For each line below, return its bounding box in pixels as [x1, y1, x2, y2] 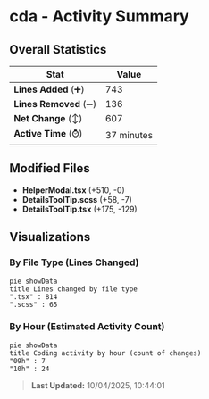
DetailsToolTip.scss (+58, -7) [21, 194, 132, 204]
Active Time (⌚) [13, 128, 83, 139]
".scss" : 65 [9, 300, 58, 309]
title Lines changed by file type [9, 284, 138, 294]
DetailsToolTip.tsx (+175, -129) [21, 204, 138, 214]
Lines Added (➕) [13, 83, 85, 96]
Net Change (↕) [13, 112, 83, 124]
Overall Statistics [9, 42, 107, 57]
